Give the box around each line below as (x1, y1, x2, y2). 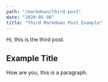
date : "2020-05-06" (6, 14, 55, 20)
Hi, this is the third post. (6, 36, 64, 43)
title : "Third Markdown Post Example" (6, 20, 103, 26)
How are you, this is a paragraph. (6, 69, 88, 76)
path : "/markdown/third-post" (6, 8, 82, 15)
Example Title (6, 53, 58, 63)
